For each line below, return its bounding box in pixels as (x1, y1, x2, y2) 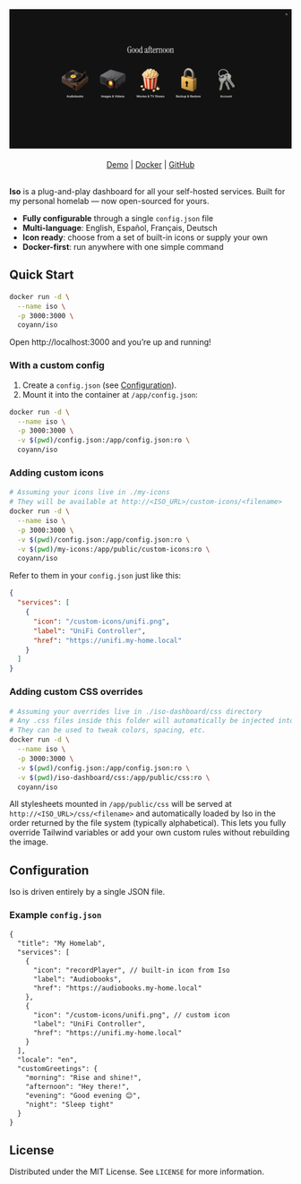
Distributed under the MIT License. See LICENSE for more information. (9, 1166, 264, 1177)
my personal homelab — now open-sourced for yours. (9, 196, 210, 207)
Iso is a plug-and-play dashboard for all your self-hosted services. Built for (9, 186, 286, 197)
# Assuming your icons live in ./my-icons (9, 488, 170, 497)
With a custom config (9, 359, 105, 372)
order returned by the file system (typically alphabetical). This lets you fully (9, 818, 287, 828)
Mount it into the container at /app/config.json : (21, 389, 199, 399)
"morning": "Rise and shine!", (25, 1074, 142, 1083)
